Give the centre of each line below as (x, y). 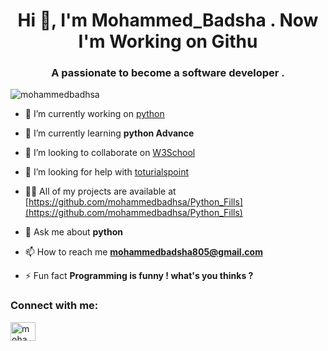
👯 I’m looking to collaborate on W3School (110, 153)
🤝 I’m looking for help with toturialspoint (107, 172)
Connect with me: (54, 306)
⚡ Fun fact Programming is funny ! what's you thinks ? (139, 276)
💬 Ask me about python (74, 232)
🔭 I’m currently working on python (94, 114)
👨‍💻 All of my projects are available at (100, 191)
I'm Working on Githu (168, 41)
